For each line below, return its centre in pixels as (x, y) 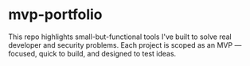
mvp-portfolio (55, 15)
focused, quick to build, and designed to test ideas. (92, 53)
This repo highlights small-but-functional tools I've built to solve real (120, 37)
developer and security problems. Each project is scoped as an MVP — (125, 45)
